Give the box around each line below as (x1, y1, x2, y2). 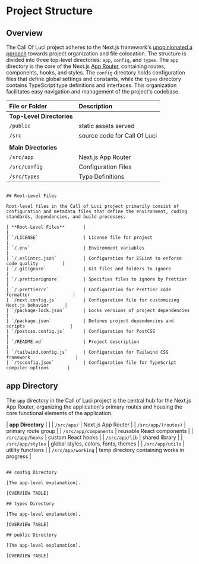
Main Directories (9, 144, 58, 151)
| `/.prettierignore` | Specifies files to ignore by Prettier (6, 276, 187, 282)
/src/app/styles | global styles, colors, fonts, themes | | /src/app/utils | (6, 440, 185, 447)
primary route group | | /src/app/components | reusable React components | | (6, 427, 194, 434)
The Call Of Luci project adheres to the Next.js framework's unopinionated (6, 43, 188, 51)
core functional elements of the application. (6, 409, 113, 416)
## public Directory (6, 532, 58, 538)
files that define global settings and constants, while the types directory (6, 76, 181, 82)
